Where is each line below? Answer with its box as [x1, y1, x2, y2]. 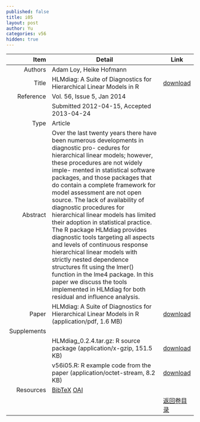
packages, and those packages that [51, 173, 152, 182]
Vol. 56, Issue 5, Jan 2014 [51, 92, 126, 100]
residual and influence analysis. [51, 293, 140, 301]
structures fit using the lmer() [51, 263, 134, 271]
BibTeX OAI [51, 386, 83, 394]
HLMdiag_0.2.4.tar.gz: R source [51, 337, 141, 345]
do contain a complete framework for [51, 181, 156, 189]
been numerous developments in [51, 136, 144, 144]
